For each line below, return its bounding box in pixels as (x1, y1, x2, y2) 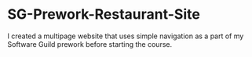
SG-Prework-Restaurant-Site (7, 5, 201, 23)
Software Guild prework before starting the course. (7, 39, 173, 48)
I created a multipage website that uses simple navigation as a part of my (7, 31, 244, 41)
